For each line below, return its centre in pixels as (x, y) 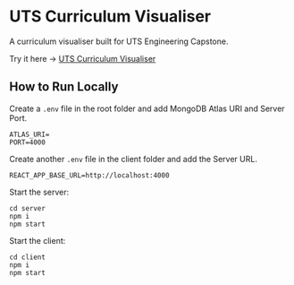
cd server (28, 208)
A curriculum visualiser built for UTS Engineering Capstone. (119, 41)
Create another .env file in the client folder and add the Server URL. (133, 159)
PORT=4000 (28, 142)
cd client (28, 257)
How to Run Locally (64, 87)
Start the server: (39, 192)
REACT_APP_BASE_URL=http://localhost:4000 (89, 175)
